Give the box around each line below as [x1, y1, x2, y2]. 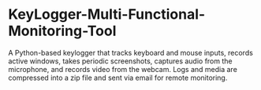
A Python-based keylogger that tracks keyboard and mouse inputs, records [8, 48, 254, 57]
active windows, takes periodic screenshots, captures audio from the [8, 56, 233, 66]
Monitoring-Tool [8, 22, 117, 40]
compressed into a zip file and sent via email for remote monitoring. [8, 73, 228, 82]
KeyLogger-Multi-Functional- [8, 5, 206, 23]
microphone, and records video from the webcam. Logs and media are [8, 64, 238, 74]
